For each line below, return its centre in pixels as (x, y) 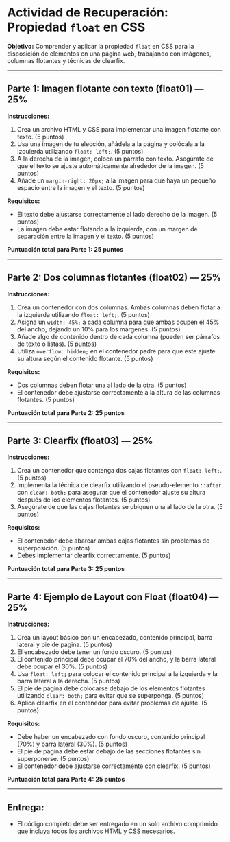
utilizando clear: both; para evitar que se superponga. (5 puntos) (110, 696)
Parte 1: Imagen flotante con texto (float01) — (105, 89)
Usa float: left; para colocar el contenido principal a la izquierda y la (117, 674)
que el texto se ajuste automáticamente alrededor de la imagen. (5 (110, 165)
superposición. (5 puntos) (53, 548)
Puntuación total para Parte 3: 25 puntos (66, 569)
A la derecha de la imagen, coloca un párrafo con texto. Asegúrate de (115, 159)
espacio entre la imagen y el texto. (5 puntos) (81, 187)
